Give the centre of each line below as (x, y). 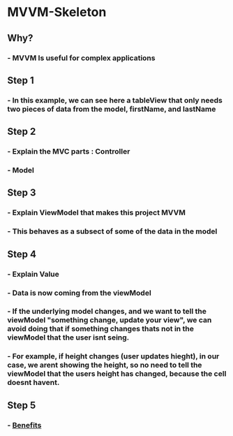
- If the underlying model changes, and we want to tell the (107, 312)
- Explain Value (33, 274)
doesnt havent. (33, 383)
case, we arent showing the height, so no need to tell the (105, 365)
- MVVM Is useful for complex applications (81, 58)
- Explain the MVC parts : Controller (69, 152)
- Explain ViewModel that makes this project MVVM (97, 212)
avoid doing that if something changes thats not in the (100, 329)
